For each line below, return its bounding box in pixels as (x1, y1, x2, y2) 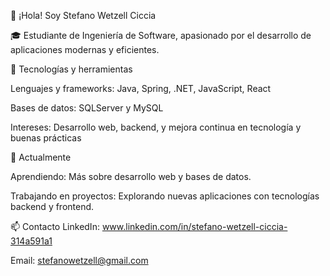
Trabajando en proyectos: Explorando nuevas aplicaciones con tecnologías (10, 190, 320, 202)
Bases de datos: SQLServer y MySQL (10, 102, 164, 114)
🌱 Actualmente (10, 151, 72, 163)
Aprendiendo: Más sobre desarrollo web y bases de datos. (10, 171, 252, 182)
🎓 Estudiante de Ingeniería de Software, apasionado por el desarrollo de (10, 30, 312, 41)
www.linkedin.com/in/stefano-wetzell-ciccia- (101, 221, 288, 232)
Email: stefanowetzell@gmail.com (10, 255, 149, 266)
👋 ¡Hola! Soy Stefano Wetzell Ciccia (10, 10, 157, 21)
